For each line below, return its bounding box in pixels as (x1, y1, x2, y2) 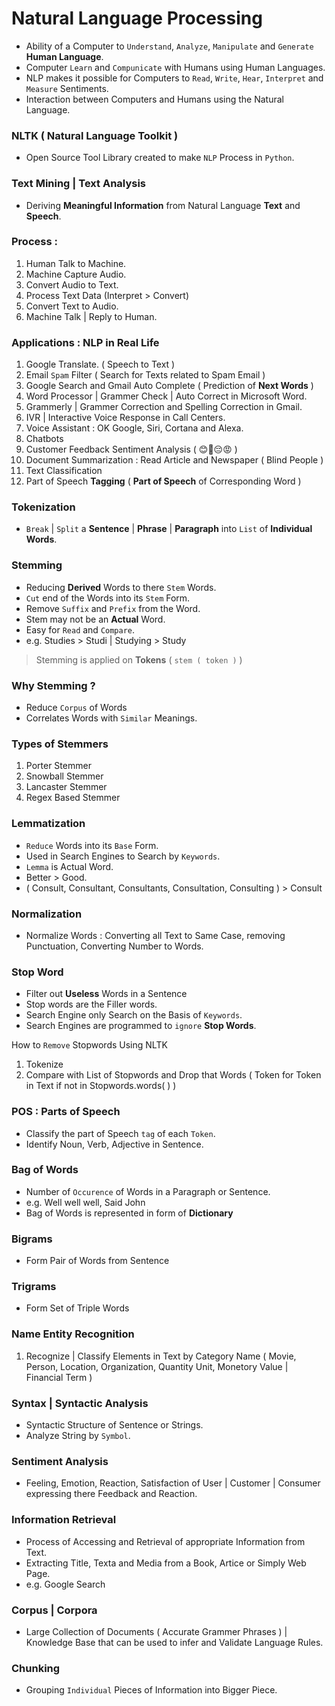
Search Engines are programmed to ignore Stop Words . (25, 1020, 257, 1032)
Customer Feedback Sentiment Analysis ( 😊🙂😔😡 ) (25, 443, 238, 456)
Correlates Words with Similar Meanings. (25, 712, 198, 724)
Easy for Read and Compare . (25, 623, 136, 636)
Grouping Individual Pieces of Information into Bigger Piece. (25, 1684, 278, 1696)
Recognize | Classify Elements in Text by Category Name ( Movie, (25, 1350, 297, 1362)
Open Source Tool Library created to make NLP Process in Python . (25, 152, 295, 164)
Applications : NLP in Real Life (11, 335, 160, 349)
